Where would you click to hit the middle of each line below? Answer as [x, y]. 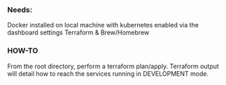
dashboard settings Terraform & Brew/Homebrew [78, 32]
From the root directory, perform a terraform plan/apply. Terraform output [113, 66]
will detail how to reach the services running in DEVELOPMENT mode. [108, 73]
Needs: [20, 10]
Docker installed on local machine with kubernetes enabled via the [103, 25]
